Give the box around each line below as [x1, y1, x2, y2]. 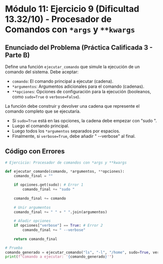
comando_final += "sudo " [22, 187, 75, 192]
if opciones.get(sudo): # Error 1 [14, 182, 83, 187]
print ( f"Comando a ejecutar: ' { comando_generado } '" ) [5, 254, 114, 259]
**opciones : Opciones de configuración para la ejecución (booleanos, [12, 89, 151, 94]
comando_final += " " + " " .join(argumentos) [14, 210, 108, 214]
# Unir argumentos [14, 205, 51, 210]
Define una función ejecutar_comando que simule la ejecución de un [5, 64, 140, 69]
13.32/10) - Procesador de [5, 14, 112, 25]
